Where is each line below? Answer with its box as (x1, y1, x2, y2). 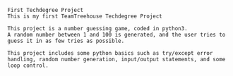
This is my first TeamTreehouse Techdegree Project (7, 13, 162, 20)
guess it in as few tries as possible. (7, 37, 125, 44)
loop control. (7, 62, 49, 69)
